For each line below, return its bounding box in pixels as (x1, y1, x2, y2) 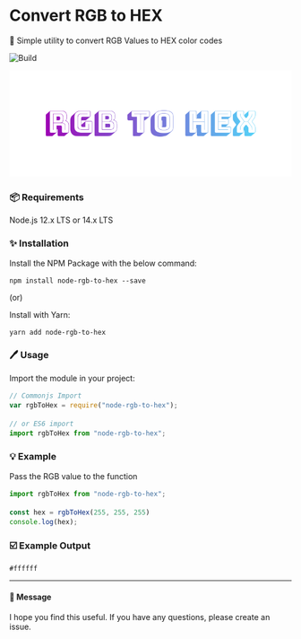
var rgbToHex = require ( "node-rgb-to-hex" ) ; (9, 400, 178, 409)
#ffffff (9, 565, 39, 573)
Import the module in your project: (9, 372, 136, 383)
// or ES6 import (9, 419, 74, 429)
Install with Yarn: (9, 309, 71, 319)
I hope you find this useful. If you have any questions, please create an (9, 611, 271, 622)
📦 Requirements (9, 190, 85, 203)
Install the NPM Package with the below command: (9, 258, 197, 268)
